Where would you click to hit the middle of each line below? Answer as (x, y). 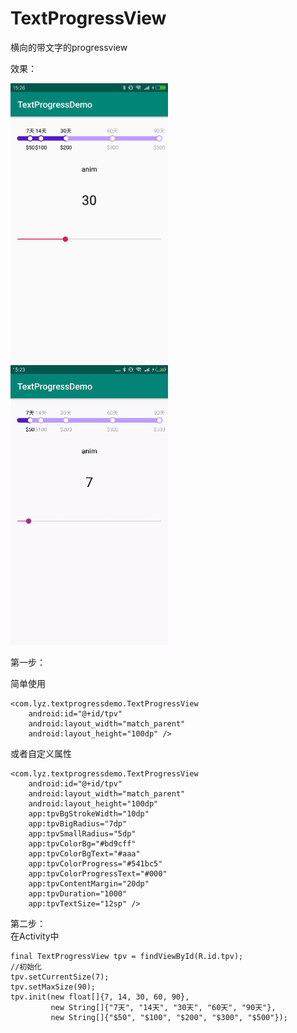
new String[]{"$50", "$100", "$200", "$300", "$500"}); (169, 1017)
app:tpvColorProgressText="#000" (98, 873)
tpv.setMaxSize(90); (53, 987)
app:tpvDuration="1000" (78, 893)
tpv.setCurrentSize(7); (60, 977)
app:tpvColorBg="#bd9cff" (82, 843)
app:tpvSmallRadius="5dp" (82, 833)
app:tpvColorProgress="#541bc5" (95, 863)
